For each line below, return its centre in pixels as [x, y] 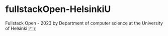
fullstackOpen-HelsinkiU [58, 9]
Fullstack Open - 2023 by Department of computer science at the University [84, 23]
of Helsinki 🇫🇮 [21, 28]
